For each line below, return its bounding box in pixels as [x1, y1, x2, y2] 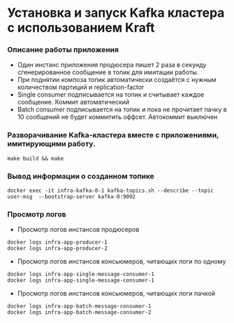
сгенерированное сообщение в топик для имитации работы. [17, 68, 199, 76]
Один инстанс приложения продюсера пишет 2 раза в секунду [17, 61, 207, 69]
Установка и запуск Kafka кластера [7, 5, 225, 21]
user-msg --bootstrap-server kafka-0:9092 [7, 193, 136, 200]
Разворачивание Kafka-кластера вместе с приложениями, [7, 130, 219, 140]
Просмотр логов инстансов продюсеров [17, 226, 140, 234]
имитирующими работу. [7, 139, 96, 149]
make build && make [7, 155, 64, 162]
